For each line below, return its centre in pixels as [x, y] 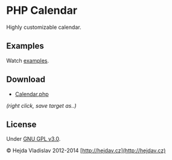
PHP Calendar [42, 11]
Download [26, 80]
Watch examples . [28, 60]
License [21, 124]
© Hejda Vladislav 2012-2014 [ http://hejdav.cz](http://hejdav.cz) [86, 150]
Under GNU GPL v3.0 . [33, 139]
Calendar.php [32, 94]
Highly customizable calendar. [44, 27]
